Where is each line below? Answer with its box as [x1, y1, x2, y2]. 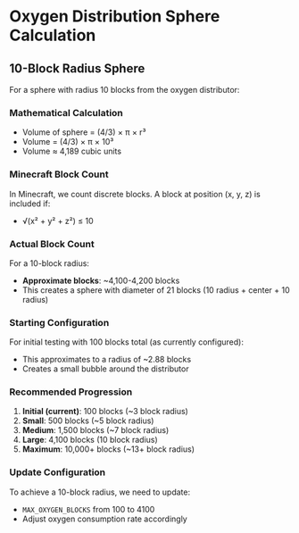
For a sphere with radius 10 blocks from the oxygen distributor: [9, 85, 240, 95]
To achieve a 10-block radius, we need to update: [9, 487, 190, 497]
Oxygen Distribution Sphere [9, 6, 220, 27]
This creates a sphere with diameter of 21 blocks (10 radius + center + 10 [21, 284, 290, 296]
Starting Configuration [9, 316, 110, 329]
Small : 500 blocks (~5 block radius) [21, 415, 154, 426]
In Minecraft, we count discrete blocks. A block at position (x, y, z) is [9, 188, 261, 199]
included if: [9, 198, 51, 209]
